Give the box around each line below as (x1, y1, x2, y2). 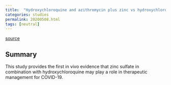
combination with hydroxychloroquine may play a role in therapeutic (5, 69, 148, 75)
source (5, 35, 20, 41)
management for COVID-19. (5, 74, 64, 80)
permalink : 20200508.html (5, 17, 60, 22)
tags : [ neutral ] (5, 21, 40, 27)
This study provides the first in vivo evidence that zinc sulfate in (5, 64, 139, 70)
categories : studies (5, 12, 49, 17)
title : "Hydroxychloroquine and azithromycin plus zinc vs (5, 7, 136, 13)
